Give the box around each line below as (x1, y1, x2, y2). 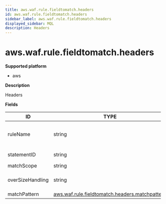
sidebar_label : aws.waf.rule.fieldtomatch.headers (5, 16, 112, 21)
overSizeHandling (7, 176, 49, 183)
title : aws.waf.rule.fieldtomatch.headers (5, 7, 94, 12)
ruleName (7, 131, 31, 138)
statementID (7, 151, 36, 158)
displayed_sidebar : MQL (5, 21, 54, 26)
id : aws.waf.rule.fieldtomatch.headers (5, 12, 87, 17)
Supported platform (5, 63, 47, 69)
